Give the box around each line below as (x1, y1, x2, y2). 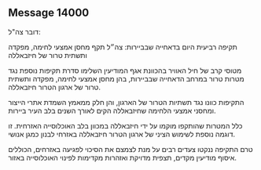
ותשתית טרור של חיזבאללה (8, 50, 88, 60)
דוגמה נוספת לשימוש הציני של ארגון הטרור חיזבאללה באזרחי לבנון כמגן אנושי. (8, 129, 236, 139)
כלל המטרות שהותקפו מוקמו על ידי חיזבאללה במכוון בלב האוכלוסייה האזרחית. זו (8, 121, 243, 130)
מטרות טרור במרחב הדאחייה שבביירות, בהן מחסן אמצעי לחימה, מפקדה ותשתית (8, 74, 245, 83)
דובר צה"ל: (8, 27, 41, 36)
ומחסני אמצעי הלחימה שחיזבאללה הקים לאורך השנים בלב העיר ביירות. (8, 106, 216, 115)
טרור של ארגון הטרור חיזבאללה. (8, 82, 101, 92)
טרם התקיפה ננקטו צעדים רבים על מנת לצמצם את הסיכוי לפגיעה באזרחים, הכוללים (8, 144, 253, 154)
